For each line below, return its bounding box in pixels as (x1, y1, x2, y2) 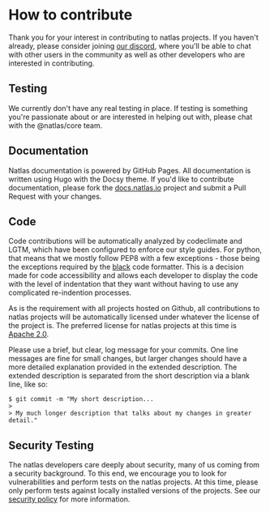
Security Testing (8, 438, 95, 452)
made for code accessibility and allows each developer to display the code (8, 271, 258, 280)
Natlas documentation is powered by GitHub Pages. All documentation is (8, 165, 251, 175)
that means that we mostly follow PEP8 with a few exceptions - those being (8, 254, 260, 263)
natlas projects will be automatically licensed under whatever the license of (8, 312, 259, 322)
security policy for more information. (8, 494, 131, 504)
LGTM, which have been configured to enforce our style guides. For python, (8, 245, 262, 254)
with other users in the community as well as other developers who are (8, 49, 246, 59)
